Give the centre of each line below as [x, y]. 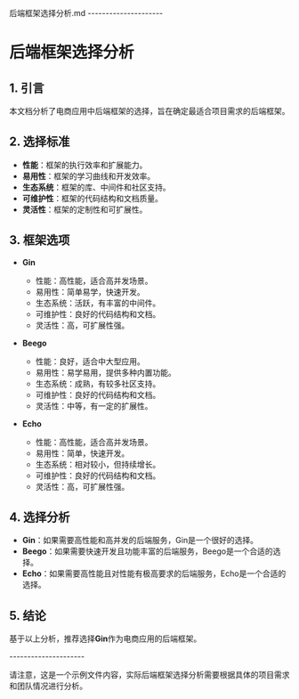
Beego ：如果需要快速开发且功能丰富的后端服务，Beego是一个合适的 [147, 551]
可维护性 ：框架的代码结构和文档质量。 [92, 198]
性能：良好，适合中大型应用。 [90, 361]
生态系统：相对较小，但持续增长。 [98, 464]
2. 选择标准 [40, 142]
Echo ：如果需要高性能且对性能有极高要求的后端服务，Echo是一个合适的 [154, 573]
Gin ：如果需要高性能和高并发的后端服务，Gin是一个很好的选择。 [140, 541]
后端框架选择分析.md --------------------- [86, 13]
